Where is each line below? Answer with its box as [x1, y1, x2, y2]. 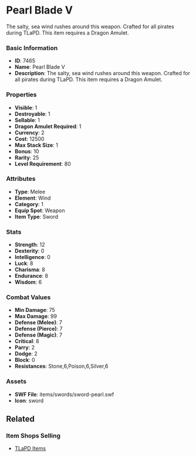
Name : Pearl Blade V [14, 63, 66, 70]
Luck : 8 [14, 260, 33, 267]
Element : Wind [14, 194, 51, 201]
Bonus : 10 [14, 147, 39, 154]
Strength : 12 [14, 241, 45, 248]
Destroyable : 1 [14, 110, 50, 117]
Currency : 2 [14, 129, 45, 136]
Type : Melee [14, 188, 46, 195]
